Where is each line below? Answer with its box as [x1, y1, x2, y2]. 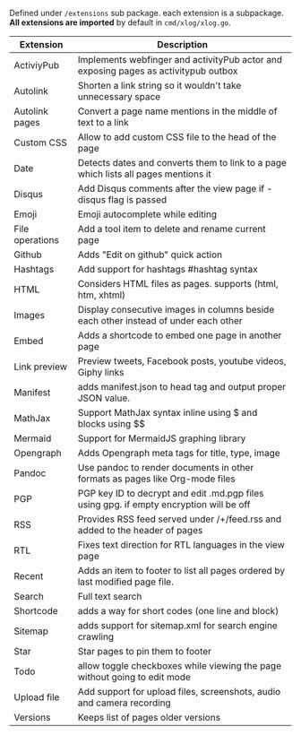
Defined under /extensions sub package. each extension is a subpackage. [9, 8, 285, 18]
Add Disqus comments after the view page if [77, 183, 265, 195]
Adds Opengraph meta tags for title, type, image [77, 447, 280, 459]
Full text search [77, 591, 142, 602]
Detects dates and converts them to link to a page [77, 157, 287, 169]
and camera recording [77, 696, 172, 709]
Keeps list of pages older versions [77, 712, 221, 723]
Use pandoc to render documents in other [77, 462, 254, 473]
